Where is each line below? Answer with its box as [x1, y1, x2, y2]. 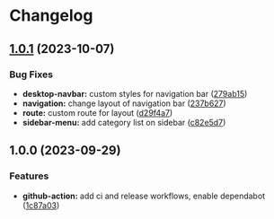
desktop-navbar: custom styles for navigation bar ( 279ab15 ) [22, 88, 248, 99]
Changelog [9, 5, 93, 26]
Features [9, 170, 49, 182]
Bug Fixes [9, 68, 54, 81]
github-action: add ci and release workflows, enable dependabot [22, 190, 266, 201]
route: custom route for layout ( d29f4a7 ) [22, 107, 173, 118]
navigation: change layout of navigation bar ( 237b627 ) [22, 98, 226, 109]
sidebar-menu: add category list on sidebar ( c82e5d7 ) [22, 117, 226, 127]
